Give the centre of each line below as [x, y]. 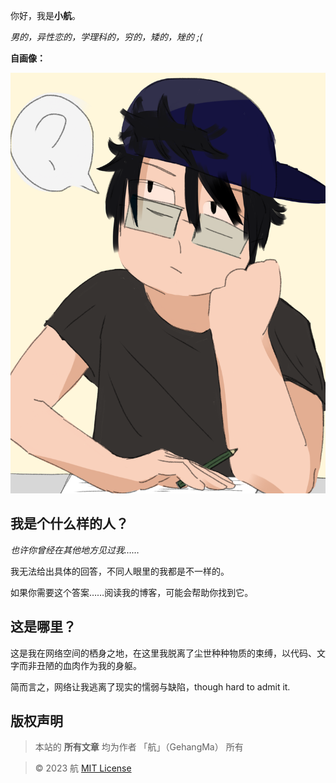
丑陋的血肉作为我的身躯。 [89, 665]
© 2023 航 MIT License [83, 768]
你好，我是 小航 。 [45, 15]
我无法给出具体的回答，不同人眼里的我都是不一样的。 [120, 571]
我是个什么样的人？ [69, 524]
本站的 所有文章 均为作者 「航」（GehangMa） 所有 [139, 747]
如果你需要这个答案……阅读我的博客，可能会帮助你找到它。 [132, 592]
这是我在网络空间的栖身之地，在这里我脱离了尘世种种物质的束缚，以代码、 [163, 653]
